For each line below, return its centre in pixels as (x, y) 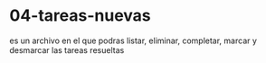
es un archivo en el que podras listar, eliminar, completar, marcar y (133, 40)
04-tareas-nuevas (80, 16)
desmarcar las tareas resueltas (67, 49)
